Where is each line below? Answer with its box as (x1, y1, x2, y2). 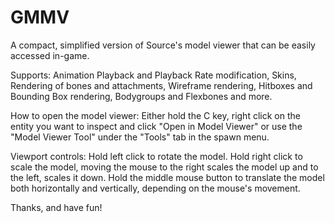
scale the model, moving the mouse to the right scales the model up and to (10, 161, 319, 173)
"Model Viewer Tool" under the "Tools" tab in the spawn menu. (10, 131, 270, 143)
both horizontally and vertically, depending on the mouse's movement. (10, 182, 301, 194)
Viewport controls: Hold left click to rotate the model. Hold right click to (10, 150, 303, 162)
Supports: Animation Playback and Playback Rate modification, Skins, (10, 69, 297, 81)
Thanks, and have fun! (10, 201, 103, 213)
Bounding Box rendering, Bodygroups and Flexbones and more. (10, 90, 273, 102)
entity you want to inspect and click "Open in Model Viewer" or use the (10, 120, 303, 132)
